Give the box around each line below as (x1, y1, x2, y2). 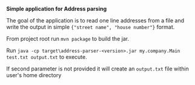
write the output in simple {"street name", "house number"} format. (6, 24, 175, 30)
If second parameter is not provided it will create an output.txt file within (6, 65, 189, 72)
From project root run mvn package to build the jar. (6, 35, 129, 42)
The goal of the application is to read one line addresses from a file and (6, 17, 185, 24)
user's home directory (6, 72, 62, 78)
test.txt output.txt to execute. (6, 53, 87, 60)
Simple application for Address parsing (6, 5, 107, 12)
